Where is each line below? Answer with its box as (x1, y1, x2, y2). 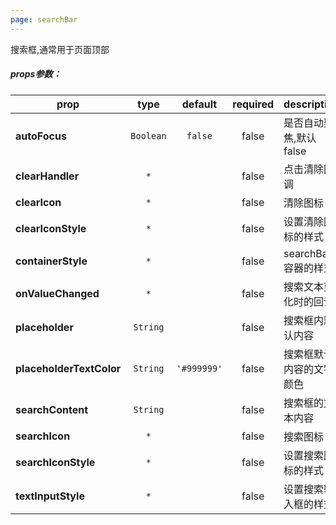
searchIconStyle (15, 455, 96, 469)
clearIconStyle (15, 221, 87, 235)
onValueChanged (15, 286, 100, 300)
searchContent (15, 402, 89, 416)
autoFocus (15, 129, 67, 143)
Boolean (130, 130, 167, 141)
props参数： (10, 68, 62, 80)
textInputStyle (15, 489, 85, 503)
